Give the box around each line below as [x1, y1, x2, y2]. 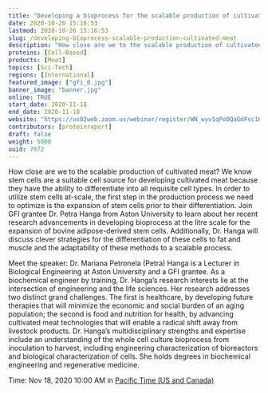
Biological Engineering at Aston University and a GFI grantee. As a [8, 267, 226, 277]
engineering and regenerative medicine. [8, 360, 140, 370]
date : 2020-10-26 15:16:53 [8, 19, 98, 27]
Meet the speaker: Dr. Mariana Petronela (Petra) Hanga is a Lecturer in [8, 258, 240, 268]
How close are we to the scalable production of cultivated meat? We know [8, 167, 253, 176]
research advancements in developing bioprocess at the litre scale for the [8, 218, 250, 227]
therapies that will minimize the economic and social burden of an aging [8, 301, 245, 311]
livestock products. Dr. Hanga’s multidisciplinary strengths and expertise [8, 326, 246, 336]
